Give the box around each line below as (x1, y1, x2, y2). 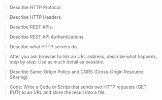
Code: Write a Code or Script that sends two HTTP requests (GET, (9, 84, 148, 90)
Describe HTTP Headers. (9, 14, 62, 20)
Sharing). (9, 74, 29, 80)
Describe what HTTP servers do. (9, 44, 78, 50)
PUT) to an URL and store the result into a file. (9, 89, 106, 95)
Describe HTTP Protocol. (9, 5, 62, 10)
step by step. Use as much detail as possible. (9, 59, 105, 65)
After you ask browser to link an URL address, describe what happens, (9, 53, 157, 59)
